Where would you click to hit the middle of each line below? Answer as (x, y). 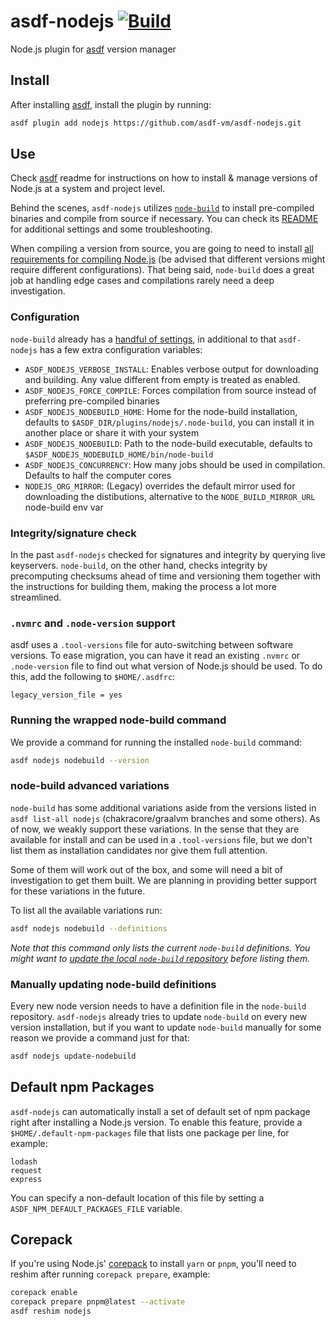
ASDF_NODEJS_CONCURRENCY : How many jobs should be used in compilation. (175, 464)
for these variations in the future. (78, 891)
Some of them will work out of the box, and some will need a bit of (146, 869)
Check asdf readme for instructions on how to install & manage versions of (164, 178)
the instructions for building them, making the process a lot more (143, 587)
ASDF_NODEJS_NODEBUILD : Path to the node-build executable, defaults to (168, 443)
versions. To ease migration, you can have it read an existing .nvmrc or (155, 656)
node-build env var (64, 507)
